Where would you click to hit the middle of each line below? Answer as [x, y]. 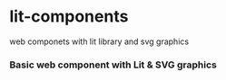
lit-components [69, 17]
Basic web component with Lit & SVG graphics [113, 65]
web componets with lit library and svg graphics [99, 41]
